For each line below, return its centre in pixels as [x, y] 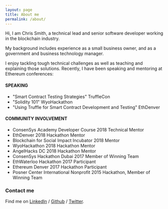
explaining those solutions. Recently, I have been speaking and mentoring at [84, 68]
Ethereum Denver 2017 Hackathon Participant [59, 167]
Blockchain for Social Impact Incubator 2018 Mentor [66, 140]
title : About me [22, 14]
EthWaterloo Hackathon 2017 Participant [54, 161]
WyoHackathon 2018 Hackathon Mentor [54, 145]
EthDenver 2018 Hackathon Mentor [49, 135]
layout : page [19, 10]
